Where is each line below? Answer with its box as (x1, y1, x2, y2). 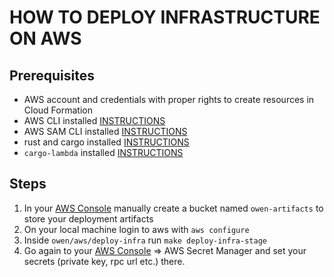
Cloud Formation (23, 104, 93, 116)
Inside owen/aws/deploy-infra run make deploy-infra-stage (23, 234, 267, 246)
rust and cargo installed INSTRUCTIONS (23, 136, 190, 148)
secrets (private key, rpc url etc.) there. (23, 255, 186, 267)
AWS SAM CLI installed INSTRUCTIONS (23, 126, 188, 137)
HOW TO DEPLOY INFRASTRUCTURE (9, 6, 321, 29)
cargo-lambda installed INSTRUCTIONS (23, 147, 184, 158)
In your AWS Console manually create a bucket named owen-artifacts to (23, 202, 324, 214)
